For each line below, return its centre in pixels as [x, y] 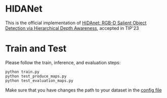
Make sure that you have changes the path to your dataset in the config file [83, 90]
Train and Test [36, 49]
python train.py [22, 72]
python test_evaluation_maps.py [39, 81]
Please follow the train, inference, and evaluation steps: [63, 62]
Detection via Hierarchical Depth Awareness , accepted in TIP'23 [72, 28]
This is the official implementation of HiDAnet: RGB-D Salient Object [76, 23]
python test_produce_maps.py [36, 76]
